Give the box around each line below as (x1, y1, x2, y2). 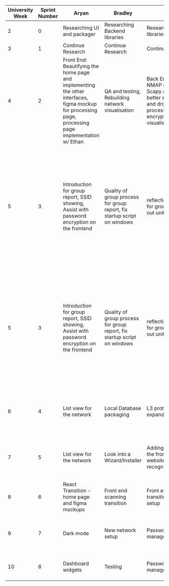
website (146, 457, 165, 464)
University (8, 7, 34, 13)
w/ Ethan (62, 138, 84, 145)
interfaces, (62, 94, 89, 101)
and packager (62, 31, 96, 37)
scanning (104, 493, 127, 500)
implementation (62, 132, 100, 139)
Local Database (104, 405, 142, 411)
